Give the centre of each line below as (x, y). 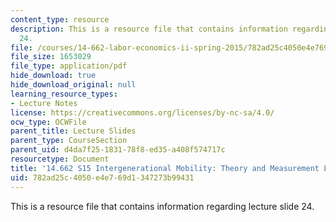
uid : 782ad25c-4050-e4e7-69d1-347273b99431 (102, 177)
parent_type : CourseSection (69, 141)
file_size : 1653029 (51, 57)
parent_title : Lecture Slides (73, 131)
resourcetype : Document (60, 159)
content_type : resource (60, 19)
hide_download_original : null (73, 85)
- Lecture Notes (44, 103)
